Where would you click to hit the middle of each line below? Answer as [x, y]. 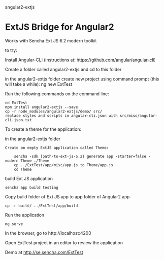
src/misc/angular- [139, 115]
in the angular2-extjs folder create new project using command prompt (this [82, 79]
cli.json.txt [18, 120]
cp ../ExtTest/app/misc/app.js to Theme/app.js [64, 165]
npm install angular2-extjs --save [42, 107]
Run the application [25, 215]
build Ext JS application [29, 178]
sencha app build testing [32, 187]
